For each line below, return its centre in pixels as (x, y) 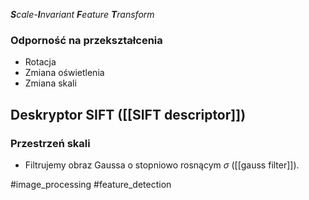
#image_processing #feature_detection (91, 184)
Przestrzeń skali (50, 143)
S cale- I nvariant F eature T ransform (82, 14)
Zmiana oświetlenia (64, 73)
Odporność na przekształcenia (86, 40)
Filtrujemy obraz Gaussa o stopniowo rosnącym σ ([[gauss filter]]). (162, 165)
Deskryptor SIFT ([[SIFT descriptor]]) (128, 114)
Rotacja (40, 62)
